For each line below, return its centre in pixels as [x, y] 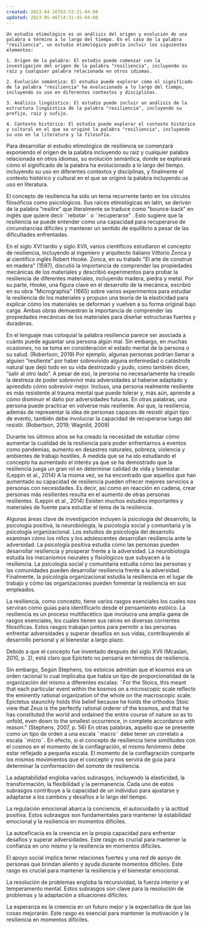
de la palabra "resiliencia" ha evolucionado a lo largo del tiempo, [96, 87]
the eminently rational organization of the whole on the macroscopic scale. [99, 695]
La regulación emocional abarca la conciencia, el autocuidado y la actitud [97, 808]
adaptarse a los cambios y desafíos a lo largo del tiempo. [77, 797]
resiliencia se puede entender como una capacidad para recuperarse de [96, 222]
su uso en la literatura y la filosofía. [59, 134]
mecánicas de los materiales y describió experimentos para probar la [92, 272]
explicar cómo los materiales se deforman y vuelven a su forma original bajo [101, 304]
